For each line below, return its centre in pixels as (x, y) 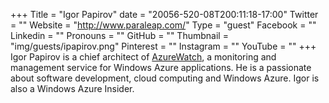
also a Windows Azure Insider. (72, 88)
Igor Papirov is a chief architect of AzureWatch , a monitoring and (143, 57)
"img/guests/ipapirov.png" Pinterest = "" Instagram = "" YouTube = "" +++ (163, 46)
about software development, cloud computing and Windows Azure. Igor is (165, 78)
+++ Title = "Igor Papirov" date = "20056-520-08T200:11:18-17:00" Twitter (164, 14)
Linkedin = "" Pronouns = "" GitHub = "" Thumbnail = (119, 35)
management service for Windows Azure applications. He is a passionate (161, 67)
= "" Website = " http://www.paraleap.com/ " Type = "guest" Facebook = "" (163, 25)
